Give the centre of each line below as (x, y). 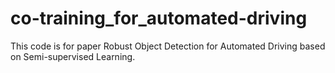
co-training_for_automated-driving (159, 18)
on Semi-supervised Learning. (73, 56)
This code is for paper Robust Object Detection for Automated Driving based (168, 46)
